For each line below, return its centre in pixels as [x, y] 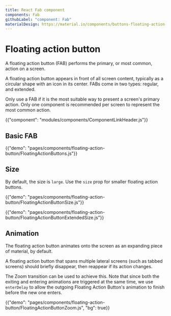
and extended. [20, 89]
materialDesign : [22, 24]
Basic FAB [21, 136]
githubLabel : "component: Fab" [38, 19]
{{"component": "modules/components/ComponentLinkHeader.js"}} [77, 120]
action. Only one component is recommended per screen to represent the [82, 105]
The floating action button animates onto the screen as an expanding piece [84, 246]
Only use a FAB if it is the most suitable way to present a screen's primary [82, 99]
